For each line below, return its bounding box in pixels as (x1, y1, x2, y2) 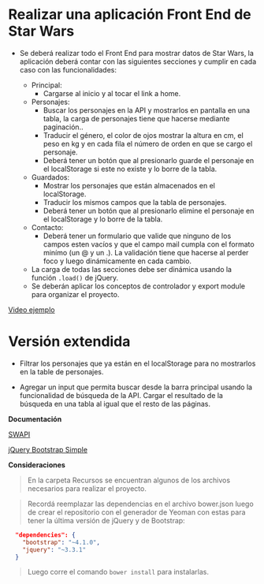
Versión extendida (8, 333, 131, 351)
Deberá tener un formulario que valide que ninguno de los (43, 231, 232, 240)
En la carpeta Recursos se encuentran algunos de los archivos (27, 475, 231, 485)
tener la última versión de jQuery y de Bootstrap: (27, 515, 185, 525)
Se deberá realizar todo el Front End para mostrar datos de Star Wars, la (19, 48, 255, 58)
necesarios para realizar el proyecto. (27, 483, 147, 493)
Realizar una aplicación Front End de (8, 6, 252, 24)
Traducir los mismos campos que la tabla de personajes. (43, 197, 227, 206)
